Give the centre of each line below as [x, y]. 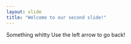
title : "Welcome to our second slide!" [56, 17]
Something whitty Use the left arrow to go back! [66, 34]
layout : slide [24, 12]
